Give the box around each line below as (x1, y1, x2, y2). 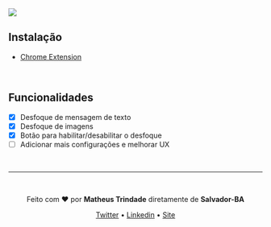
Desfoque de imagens (19, 121, 94, 131)
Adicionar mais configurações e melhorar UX (19, 139, 170, 149)
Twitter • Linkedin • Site (95, 209, 176, 220)
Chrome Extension (19, 52, 82, 61)
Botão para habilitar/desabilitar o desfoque (19, 130, 163, 140)
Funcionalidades (8, 91, 94, 105)
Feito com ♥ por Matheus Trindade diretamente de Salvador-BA (27, 194, 244, 204)
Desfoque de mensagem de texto (19, 112, 131, 122)
